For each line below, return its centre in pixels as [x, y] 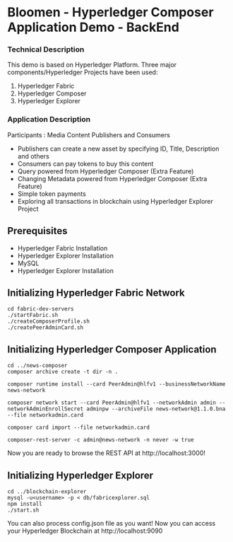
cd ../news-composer [38, 366]
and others [33, 156]
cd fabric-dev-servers [41, 309]
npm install [25, 504]
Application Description [49, 120]
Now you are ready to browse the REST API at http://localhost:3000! [107, 453]
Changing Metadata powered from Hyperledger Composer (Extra [112, 178]
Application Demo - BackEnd [94, 27]
